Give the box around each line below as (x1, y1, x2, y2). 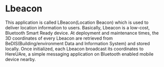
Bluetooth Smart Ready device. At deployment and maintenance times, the (5, 30, 159, 36)
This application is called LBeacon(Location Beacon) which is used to (5, 19, 149, 25)
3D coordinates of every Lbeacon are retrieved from (5, 35, 113, 41)
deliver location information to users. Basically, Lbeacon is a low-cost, (5, 24, 150, 30)
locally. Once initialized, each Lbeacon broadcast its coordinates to (5, 46, 144, 52)
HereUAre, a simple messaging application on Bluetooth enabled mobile (5, 51, 154, 57)
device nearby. (5, 56, 36, 62)
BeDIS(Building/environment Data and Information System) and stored (5, 40, 150, 46)
